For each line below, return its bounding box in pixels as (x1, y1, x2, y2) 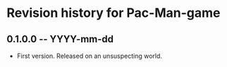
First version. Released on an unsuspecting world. (16, 51, 163, 60)
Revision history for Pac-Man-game (6, 5, 221, 21)
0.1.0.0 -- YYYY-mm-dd (6, 33, 114, 45)
